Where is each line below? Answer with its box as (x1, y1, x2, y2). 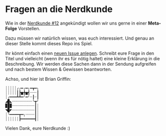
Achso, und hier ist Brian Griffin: (5, 76, 71, 82)
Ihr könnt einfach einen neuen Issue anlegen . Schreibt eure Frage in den (5, 50, 154, 56)
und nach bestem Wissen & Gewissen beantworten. (5, 66, 112, 72)
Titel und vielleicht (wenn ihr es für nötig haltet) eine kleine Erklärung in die (5, 55, 160, 61)
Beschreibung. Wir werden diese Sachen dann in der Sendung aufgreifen (5, 61, 156, 67)
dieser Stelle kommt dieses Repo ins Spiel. (5, 40, 93, 46)
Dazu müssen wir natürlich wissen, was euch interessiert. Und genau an (5, 35, 154, 41)
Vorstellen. (18, 25, 41, 31)
